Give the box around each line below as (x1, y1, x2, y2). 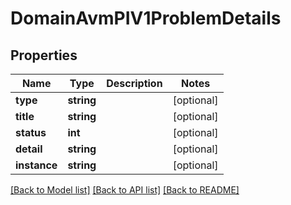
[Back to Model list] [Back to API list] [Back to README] (10, 184, 240, 196)
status (15, 126, 47, 139)
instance (15, 158, 58, 172)
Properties (10, 47, 78, 64)
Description (106, 77, 163, 90)
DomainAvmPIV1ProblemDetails (10, 7, 282, 30)
